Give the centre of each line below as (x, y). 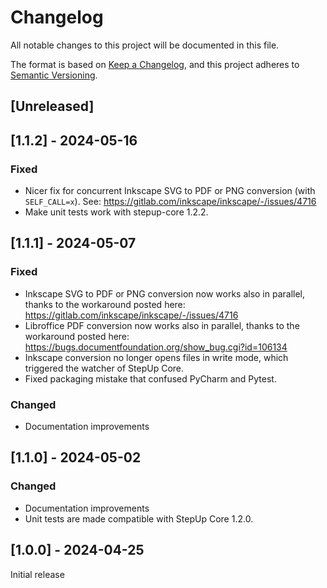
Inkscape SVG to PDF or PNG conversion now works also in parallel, (165, 293)
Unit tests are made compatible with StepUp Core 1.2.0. (139, 518)
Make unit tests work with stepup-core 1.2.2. (116, 212)
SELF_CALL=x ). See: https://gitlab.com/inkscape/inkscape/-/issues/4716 (170, 202)
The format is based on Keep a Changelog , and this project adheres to (155, 64)
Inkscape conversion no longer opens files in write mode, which (156, 357)
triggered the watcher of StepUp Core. (104, 368)
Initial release (37, 574)
